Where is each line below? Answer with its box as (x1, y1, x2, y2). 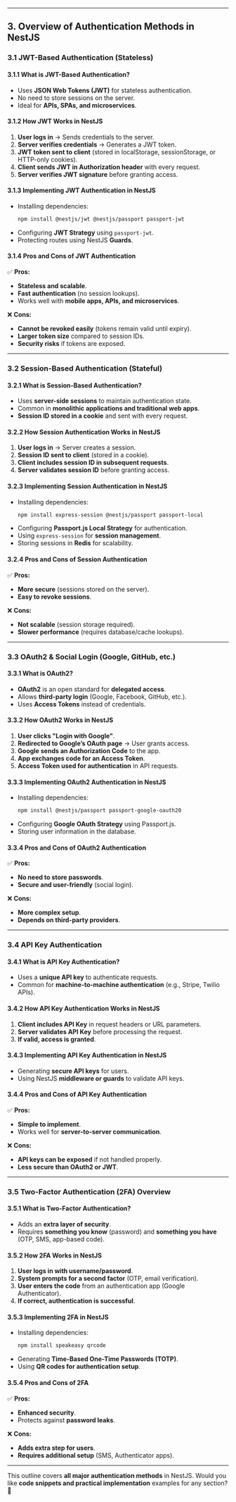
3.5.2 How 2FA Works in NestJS (7, 1251, 102, 1260)
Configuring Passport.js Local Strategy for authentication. (17, 524, 188, 533)
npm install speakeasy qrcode (17, 1342, 107, 1349)
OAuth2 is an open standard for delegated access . (17, 685, 166, 693)
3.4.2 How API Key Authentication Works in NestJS (7, 1004, 160, 1012)
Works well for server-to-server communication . (17, 1127, 162, 1136)
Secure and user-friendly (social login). (17, 881, 133, 889)
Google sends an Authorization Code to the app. (17, 746, 161, 755)
